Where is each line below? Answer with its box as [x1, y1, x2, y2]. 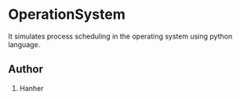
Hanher [19, 83, 45, 93]
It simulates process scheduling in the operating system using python [8, 31, 233, 41]
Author [8, 63, 43, 76]
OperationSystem [8, 5, 125, 24]
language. [8, 39, 41, 49]
